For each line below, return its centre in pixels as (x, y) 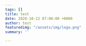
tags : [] (14, 9)
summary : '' (17, 32)
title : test (17, 14)
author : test (18, 23)
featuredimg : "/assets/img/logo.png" (43, 28)
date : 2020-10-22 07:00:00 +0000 (39, 18)
